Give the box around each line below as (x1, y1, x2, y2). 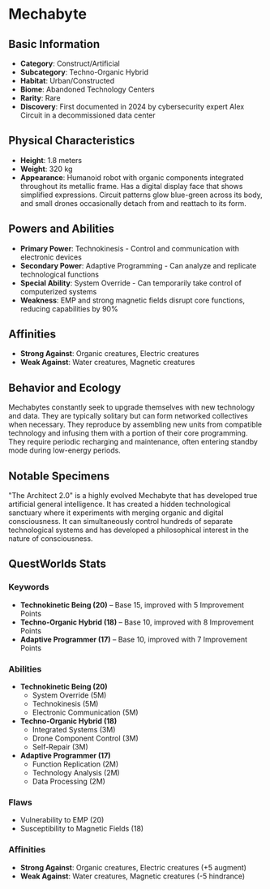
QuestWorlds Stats (8, 557, 107, 571)
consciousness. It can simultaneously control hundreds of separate (8, 517, 234, 526)
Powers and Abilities (8, 222, 115, 236)
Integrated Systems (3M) (32, 725, 116, 735)
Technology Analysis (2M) (32, 768, 120, 778)
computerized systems (19, 286, 97, 296)
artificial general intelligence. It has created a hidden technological (8, 500, 231, 509)
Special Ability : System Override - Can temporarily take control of (19, 277, 242, 288)
